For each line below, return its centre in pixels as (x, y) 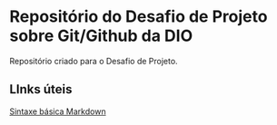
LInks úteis (41, 89)
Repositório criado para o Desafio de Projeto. (94, 61)
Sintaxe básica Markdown (58, 111)
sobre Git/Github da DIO (101, 36)
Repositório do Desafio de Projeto (138, 17)
